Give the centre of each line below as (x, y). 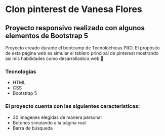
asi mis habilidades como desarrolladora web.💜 (54, 58)
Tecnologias (21, 72)
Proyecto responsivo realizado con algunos (75, 28)
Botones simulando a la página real (49, 122)
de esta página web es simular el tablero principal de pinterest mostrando (82, 53)
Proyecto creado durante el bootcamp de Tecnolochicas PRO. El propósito (83, 48)
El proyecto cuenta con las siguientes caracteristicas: (73, 106)
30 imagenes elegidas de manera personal (57, 117)
